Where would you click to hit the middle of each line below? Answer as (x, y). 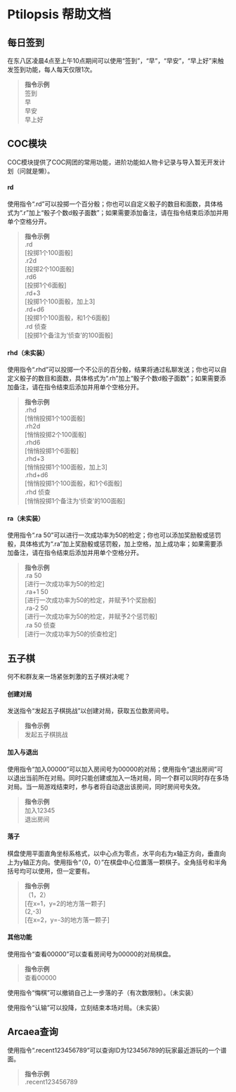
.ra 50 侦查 (40, 625)
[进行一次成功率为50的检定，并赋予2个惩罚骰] (91, 616)
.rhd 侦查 (38, 492)
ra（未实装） (26, 518)
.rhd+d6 (36, 475)
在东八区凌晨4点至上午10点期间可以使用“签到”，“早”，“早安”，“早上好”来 (112, 61)
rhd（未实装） (28, 353)
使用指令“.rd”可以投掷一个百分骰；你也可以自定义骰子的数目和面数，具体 (112, 204)
